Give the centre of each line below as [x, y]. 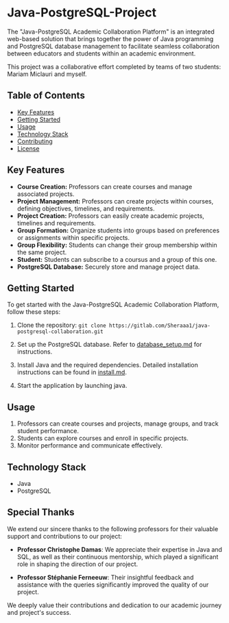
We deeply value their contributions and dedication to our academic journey [114, 605]
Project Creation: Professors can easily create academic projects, [110, 216]
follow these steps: [34, 312]
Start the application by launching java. [72, 386]
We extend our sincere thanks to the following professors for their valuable [113, 528]
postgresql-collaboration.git [60, 332]
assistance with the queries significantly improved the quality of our [113, 585]
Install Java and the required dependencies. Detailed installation [108, 365]
